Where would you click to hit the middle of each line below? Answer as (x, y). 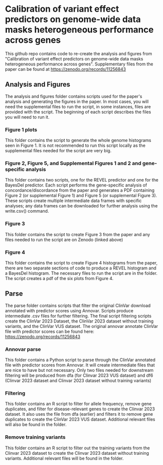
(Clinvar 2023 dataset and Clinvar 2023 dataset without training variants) (78, 381)
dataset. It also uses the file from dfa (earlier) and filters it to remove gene (79, 414)
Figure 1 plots (21, 129)
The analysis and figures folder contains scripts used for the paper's (74, 96)
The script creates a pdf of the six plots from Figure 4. (59, 278)
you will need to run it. (27, 117)
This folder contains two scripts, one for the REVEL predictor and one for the (82, 180)
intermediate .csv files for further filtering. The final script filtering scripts (78, 316)
